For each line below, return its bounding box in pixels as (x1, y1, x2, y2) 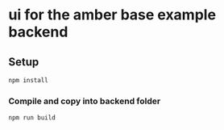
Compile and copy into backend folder (8, 95, 161, 107)
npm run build (8, 114, 56, 122)
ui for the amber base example (8, 6, 216, 24)
